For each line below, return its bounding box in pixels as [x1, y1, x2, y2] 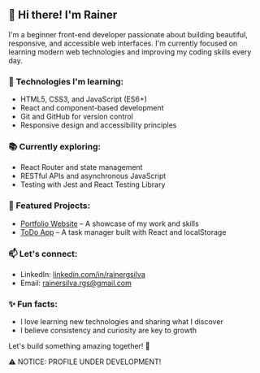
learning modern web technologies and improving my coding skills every [8, 46, 252, 57]
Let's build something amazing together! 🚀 [8, 341, 150, 351]
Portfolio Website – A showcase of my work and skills [19, 219, 199, 228]
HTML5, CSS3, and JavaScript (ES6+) [19, 94, 148, 104]
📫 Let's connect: [8, 248, 78, 259]
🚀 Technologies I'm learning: [8, 76, 124, 87]
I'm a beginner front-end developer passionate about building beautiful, [8, 29, 248, 39]
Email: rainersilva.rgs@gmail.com [19, 278, 132, 288]
